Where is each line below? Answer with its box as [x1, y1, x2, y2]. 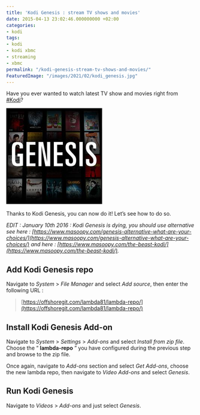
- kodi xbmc [6, 48, 36, 54]
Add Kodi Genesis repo [6, 264, 94, 275]
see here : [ [6, 228, 34, 235]
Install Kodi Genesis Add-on [6, 322, 113, 332]
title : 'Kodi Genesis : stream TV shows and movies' [6, 10, 141, 16]
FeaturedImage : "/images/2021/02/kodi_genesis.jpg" [6, 72, 138, 79]
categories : [6, 22, 36, 28]
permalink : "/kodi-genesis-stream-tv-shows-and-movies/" [6, 66, 151, 72]
